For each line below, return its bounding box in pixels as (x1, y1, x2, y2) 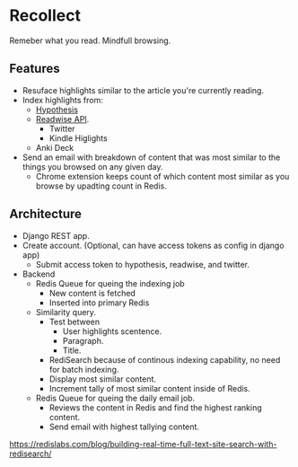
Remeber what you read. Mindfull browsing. (9, 35, 171, 46)
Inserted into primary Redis (48, 297, 150, 308)
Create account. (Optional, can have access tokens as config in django (22, 240, 285, 251)
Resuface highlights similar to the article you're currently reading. (22, 84, 265, 95)
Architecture (9, 207, 83, 222)
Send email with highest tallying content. (48, 421, 200, 432)
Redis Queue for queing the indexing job (35, 278, 186, 288)
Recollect (9, 5, 81, 26)
